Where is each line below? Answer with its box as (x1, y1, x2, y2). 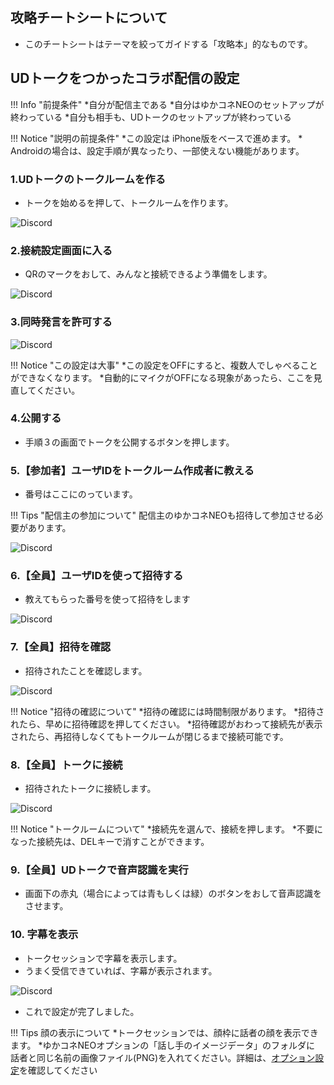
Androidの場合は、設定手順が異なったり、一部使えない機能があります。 (10, 144, 305, 157)
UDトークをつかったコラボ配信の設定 (10, 70, 240, 87)
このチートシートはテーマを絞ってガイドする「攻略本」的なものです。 (24, 38, 313, 50)
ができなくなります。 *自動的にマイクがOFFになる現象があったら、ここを (10, 371, 314, 383)
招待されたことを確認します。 (24, 664, 148, 677)
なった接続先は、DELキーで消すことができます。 (10, 836, 210, 847)
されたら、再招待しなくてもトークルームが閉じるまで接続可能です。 (10, 730, 289, 742)
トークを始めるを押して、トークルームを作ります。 (24, 196, 234, 208)
